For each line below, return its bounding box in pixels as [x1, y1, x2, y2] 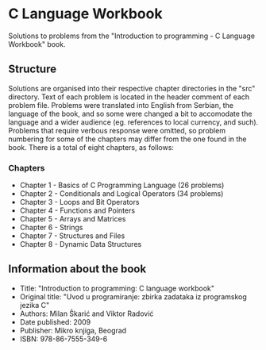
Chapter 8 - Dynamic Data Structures [19, 240, 142, 249]
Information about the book [8, 263, 147, 276]
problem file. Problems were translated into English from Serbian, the [8, 100, 234, 110]
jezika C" [19, 300, 50, 310]
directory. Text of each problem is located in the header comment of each [8, 92, 250, 102]
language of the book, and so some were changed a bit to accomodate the [8, 109, 253, 118]
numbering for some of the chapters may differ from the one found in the [8, 134, 247, 144]
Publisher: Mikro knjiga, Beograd [19, 325, 127, 335]
